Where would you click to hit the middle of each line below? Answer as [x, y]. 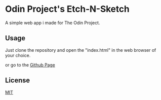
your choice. [18, 55]
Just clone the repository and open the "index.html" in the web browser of [81, 50]
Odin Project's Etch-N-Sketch [67, 9]
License [18, 81]
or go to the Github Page [30, 65]
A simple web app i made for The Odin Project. [53, 23]
